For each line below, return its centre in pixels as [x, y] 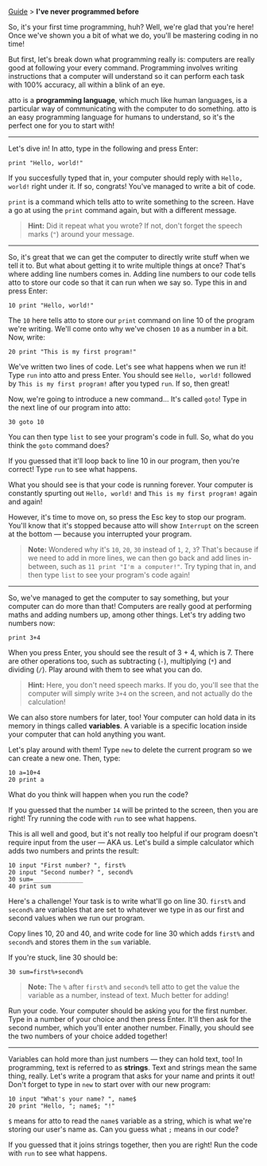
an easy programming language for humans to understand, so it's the [122, 117]
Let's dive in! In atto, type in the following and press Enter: [103, 148]
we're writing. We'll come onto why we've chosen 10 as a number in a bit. [128, 329]
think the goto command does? [59, 445]
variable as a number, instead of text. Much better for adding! [128, 995]
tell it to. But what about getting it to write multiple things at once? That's [127, 265]
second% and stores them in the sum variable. [80, 942]
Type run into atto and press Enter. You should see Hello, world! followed [130, 375]
